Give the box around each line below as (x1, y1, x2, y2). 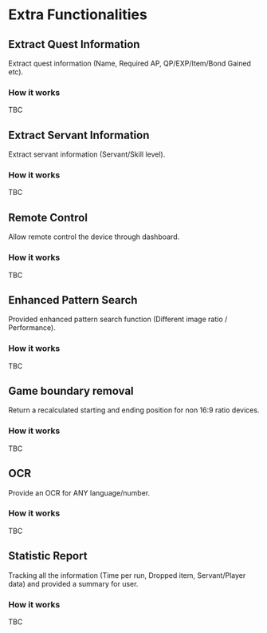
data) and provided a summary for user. (8, 579, 139, 588)
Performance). (8, 323, 56, 332)
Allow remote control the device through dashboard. (8, 232, 180, 241)
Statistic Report (8, 549, 88, 563)
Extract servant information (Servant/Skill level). (8, 149, 166, 159)
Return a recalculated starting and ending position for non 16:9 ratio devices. (8, 405, 260, 415)
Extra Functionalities (8, 6, 147, 24)
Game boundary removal (8, 384, 134, 398)
